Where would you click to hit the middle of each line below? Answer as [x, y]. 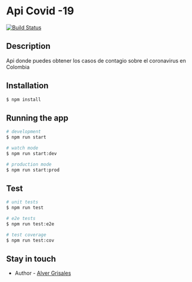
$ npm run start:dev [32, 153]
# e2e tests [21, 219]
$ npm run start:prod [33, 170]
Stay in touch [31, 258]
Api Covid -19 [40, 11]
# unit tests [22, 202]
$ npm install [24, 100]
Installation [27, 86]
